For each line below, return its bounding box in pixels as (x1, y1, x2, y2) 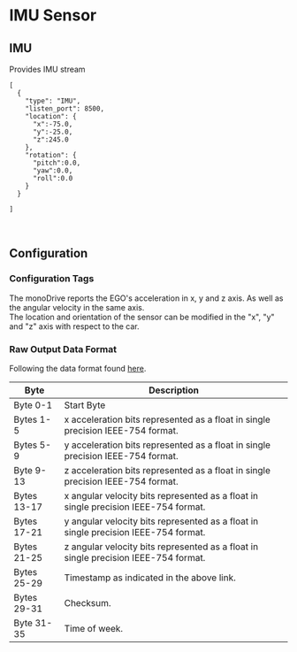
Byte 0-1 (13, 399, 53, 411)
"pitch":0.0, (32, 158, 81, 167)
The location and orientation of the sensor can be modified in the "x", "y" (9, 311, 276, 322)
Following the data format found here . (9, 363, 147, 373)
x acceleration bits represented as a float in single (64, 413, 271, 426)
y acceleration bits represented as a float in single (64, 439, 271, 451)
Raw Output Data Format (9, 342, 118, 355)
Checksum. (64, 596, 112, 609)
